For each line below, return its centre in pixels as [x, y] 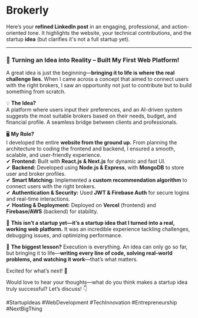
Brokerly [27, 10]
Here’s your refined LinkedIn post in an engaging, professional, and [88, 27]
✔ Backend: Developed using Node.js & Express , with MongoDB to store [95, 168]
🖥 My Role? [20, 134]
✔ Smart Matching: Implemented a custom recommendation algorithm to [97, 180]
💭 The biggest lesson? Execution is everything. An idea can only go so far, [97, 247]
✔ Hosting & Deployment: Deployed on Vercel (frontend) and [81, 205]
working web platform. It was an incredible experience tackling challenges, [98, 229]
